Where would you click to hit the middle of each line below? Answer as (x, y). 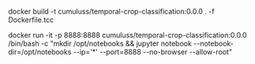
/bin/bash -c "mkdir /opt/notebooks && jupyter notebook (100, 43)
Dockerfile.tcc (31, 20)
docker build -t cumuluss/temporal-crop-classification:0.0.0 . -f (111, 11)
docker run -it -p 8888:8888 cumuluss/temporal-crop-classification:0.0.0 (127, 35)
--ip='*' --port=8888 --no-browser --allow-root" (153, 52)
